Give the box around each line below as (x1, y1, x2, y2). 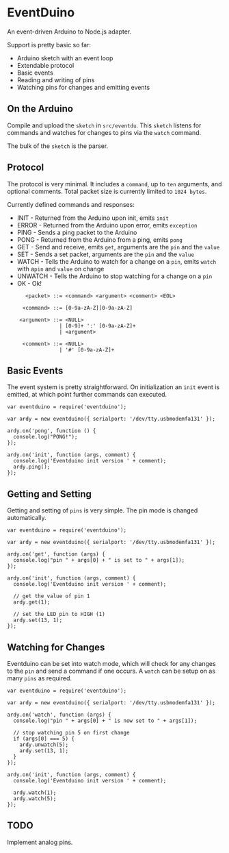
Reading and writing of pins (16, 75, 95, 84)
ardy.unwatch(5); (19, 741, 69, 748)
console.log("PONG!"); (13, 434, 78, 441)
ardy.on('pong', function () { (7, 428, 96, 434)
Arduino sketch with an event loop (16, 53, 113, 62)
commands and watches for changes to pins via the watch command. (7, 128, 202, 136)
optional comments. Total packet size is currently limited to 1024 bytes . (7, 187, 207, 195)
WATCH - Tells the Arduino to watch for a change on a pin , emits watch (16, 257, 217, 265)
